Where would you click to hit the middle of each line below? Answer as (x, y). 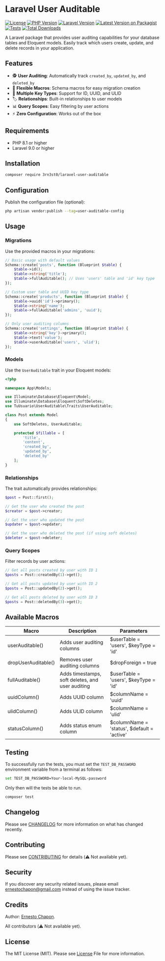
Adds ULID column (81, 712)
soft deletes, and (79, 680)
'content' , (34, 442)
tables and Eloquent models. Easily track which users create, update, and (79, 42)
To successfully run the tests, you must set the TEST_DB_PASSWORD (70, 764)
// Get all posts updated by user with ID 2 (51, 584)
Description (82, 631)
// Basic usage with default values (42, 260)
